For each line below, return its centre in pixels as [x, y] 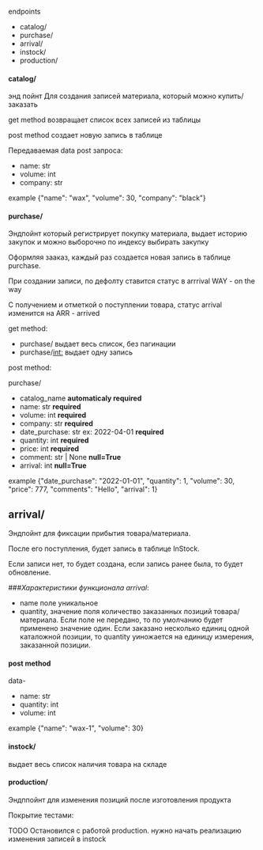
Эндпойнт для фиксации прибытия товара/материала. [100, 533]
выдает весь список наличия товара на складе [88, 764]
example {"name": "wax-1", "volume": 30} [76, 728]
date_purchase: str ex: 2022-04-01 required [92, 432]
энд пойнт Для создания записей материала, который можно [113, 96]
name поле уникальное [59, 603]
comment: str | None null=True [70, 457]
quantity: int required [54, 440]
